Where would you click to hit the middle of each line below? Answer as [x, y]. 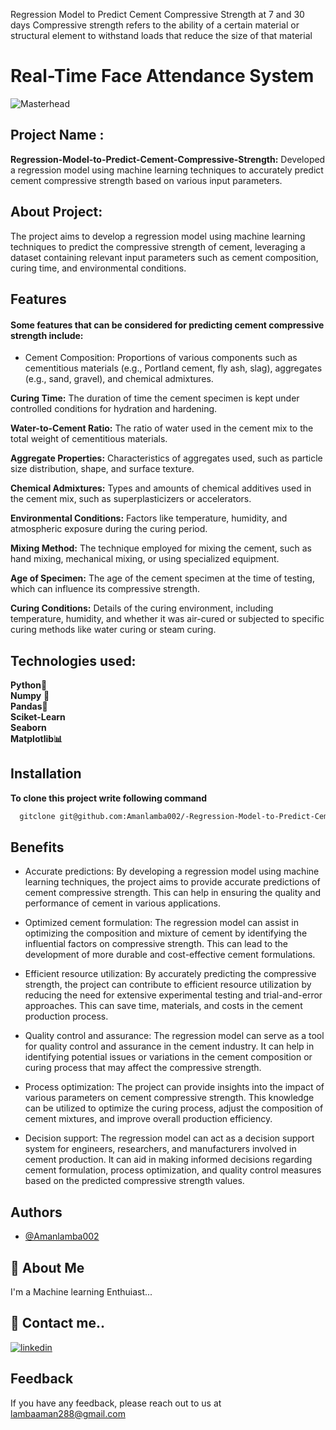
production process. [66, 1016]
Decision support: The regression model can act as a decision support [169, 1138]
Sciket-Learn [38, 716]
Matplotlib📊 [36, 738]
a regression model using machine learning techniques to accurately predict [167, 170]
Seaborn [28, 727]
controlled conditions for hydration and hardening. [114, 409]
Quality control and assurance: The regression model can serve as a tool [174, 1036]
